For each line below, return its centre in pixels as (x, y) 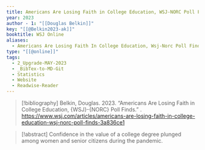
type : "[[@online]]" (33, 52)
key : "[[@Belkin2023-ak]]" (41, 29)
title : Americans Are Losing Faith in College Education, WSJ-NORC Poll (101, 12)
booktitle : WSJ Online (35, 35)
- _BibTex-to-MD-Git (38, 69)
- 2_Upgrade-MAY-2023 (39, 63)
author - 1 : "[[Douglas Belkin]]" (50, 23)
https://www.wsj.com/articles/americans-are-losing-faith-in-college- (108, 116)
